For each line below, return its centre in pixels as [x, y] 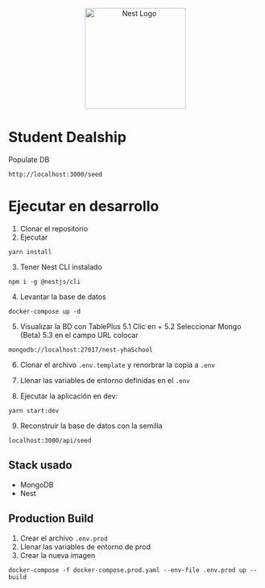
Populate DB [29, 159]
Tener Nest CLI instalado [61, 267]
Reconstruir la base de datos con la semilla [91, 425]
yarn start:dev [34, 411]
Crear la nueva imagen [58, 555]
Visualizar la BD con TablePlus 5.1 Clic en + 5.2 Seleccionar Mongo [130, 326]
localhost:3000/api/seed [50, 440]
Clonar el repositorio [54, 228]
